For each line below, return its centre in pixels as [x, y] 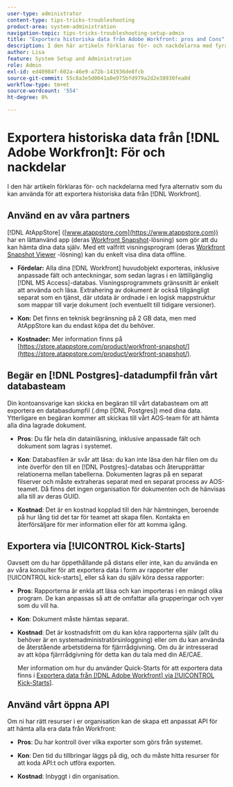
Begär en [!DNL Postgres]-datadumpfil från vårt [112, 375]
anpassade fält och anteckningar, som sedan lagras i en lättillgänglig [115, 275]
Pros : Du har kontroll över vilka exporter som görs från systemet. [110, 742]
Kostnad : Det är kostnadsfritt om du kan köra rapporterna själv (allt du [118, 632]
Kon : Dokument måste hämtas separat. [73, 619]
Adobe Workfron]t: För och [86, 153]
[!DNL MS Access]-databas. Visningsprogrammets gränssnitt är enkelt [118, 282]
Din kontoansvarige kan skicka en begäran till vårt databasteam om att [108, 403]
